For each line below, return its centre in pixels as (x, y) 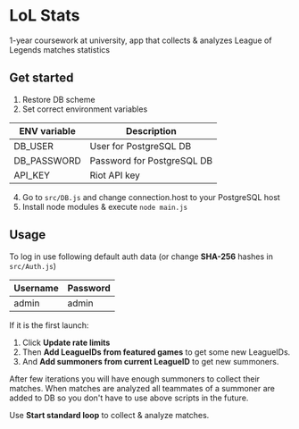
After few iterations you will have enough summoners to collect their (135, 379)
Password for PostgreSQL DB (151, 160)
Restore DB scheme (58, 99)
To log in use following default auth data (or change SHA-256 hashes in (141, 257)
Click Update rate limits (66, 342)
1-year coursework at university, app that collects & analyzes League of (141, 40)
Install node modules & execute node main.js (105, 206)
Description (151, 130)
